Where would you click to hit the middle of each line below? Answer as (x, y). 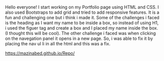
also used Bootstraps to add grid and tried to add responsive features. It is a (82, 12)
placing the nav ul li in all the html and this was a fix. (58, 44)
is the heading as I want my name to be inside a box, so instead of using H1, (82, 23)
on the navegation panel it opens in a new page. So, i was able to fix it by (79, 38)
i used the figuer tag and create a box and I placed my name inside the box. (82, 28)
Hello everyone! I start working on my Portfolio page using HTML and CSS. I (82, 7)
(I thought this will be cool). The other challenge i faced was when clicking (81, 33)
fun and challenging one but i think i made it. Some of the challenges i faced (82, 17)
